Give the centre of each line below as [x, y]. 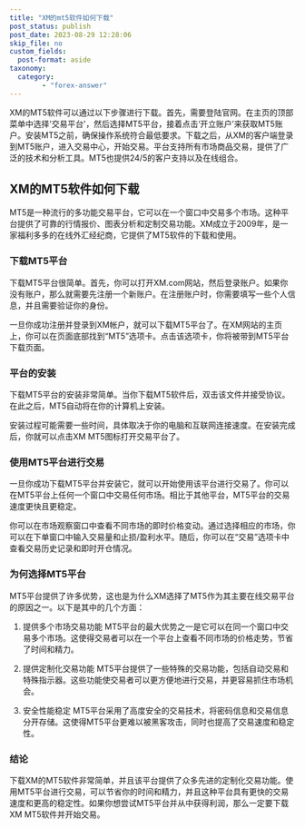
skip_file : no [36, 43]
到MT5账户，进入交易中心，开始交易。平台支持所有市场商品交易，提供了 [145, 146]
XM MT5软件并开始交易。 [58, 814]
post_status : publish [50, 26]
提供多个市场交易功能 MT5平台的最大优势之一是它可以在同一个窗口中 [152, 626]
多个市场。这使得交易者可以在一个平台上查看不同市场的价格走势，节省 [162, 637]
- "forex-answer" [74, 85]
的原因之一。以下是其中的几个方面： [77, 607]
